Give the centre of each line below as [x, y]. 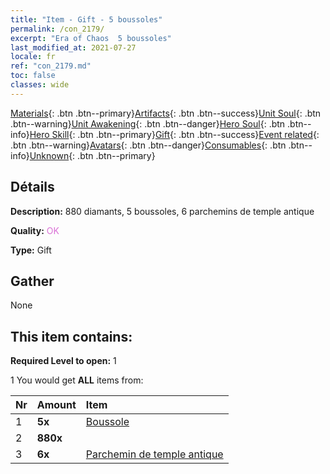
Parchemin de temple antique [154, 454]
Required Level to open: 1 [63, 361]
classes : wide [40, 85]
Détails [32, 187]
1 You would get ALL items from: [77, 380]
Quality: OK [35, 230]
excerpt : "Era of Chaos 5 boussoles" [91, 38]
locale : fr [33, 57]
